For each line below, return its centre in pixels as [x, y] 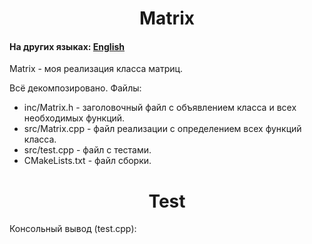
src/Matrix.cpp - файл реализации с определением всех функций [162, 129]
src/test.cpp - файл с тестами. [87, 150]
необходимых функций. [74, 118]
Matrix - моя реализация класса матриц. [96, 69]
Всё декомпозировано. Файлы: [75, 88]
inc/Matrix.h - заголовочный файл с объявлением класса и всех [160, 108]
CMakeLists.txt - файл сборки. [87, 161]
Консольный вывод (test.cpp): [73, 229]
